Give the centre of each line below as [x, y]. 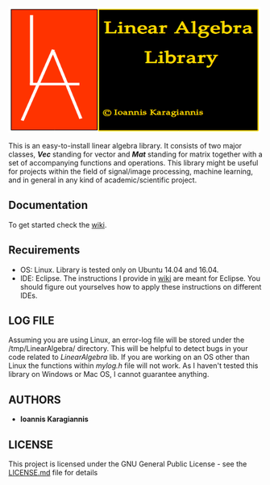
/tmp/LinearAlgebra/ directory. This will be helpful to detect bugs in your [128, 349]
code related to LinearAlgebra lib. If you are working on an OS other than [129, 357]
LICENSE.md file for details [53, 473]
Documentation [48, 205]
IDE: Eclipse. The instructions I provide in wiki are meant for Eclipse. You [140, 278]
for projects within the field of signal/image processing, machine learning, [131, 171]
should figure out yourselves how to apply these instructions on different [141, 286]
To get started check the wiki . [58, 224]
